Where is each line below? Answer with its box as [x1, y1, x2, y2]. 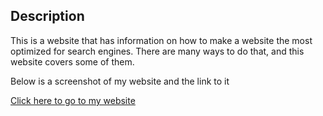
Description [10, 8, 85, 25]
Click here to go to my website [10, 94, 136, 106]
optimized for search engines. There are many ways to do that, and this [10, 45, 305, 57]
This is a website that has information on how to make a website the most [10, 34, 313, 46]
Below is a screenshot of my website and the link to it [10, 75, 230, 87]
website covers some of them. [10, 55, 135, 68]
